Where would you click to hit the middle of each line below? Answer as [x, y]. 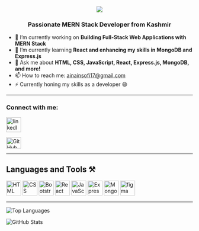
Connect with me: [32, 108]
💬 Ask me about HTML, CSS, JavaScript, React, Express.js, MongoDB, [102, 63]
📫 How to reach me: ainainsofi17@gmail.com [70, 76]
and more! [28, 69]
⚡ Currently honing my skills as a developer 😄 [71, 84]
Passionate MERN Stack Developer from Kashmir [99, 25]
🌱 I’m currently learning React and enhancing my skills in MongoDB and [103, 50]
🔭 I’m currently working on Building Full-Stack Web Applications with [100, 37]
